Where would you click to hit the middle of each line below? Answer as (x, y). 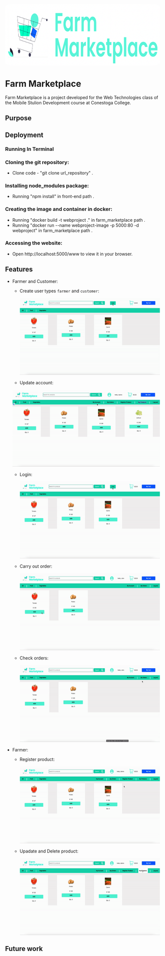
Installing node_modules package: (47, 185)
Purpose (18, 118)
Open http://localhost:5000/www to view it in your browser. (72, 254)
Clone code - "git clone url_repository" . (53, 173)
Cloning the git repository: (37, 162)
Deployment (24, 135)
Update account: (36, 382)
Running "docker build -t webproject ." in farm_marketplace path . (79, 220)
